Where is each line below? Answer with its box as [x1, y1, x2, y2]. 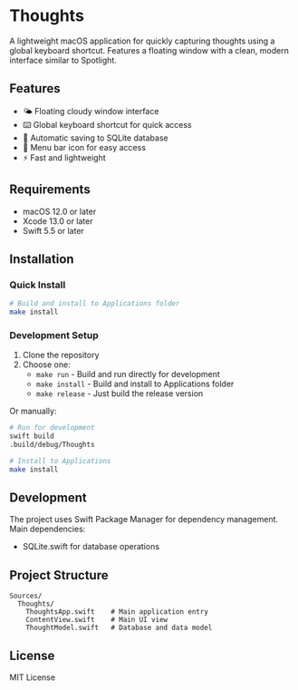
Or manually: [9, 405, 57, 417]
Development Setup [9, 328, 99, 341]
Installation [9, 251, 74, 267]
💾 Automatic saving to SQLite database [22, 132, 169, 143]
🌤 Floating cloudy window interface [22, 105, 159, 116]
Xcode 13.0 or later [22, 215, 93, 227]
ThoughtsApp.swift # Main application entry [25, 607, 208, 617]
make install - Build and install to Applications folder [35, 378, 235, 390]
